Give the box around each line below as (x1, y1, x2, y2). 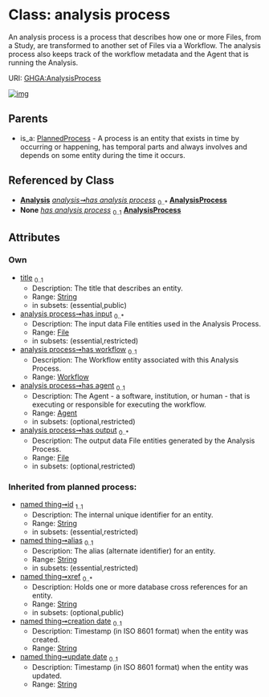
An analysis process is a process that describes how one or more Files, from (8, 32, 262, 42)
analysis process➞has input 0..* (19, 309, 124, 320)
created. (31, 635, 60, 645)
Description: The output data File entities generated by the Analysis (31, 436, 255, 445)
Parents (8, 112, 48, 126)
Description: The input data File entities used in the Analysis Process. (31, 319, 262, 329)
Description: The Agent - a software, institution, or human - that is (31, 391, 251, 401)
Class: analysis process (8, 6, 171, 24)
